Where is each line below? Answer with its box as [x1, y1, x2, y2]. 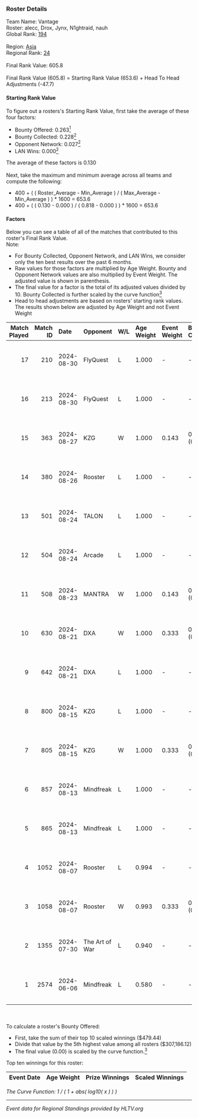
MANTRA [83, 590, 110, 598]
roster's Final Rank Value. [6, 235, 68, 242]
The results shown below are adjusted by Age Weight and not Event [14, 303, 180, 311]
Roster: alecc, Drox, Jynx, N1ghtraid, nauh [6, 24, 108, 31]
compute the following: [6, 178, 62, 185]
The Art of [83, 938, 112, 946]
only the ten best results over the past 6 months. [14, 259, 133, 266]
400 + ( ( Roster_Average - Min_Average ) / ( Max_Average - [14, 189, 161, 196]
